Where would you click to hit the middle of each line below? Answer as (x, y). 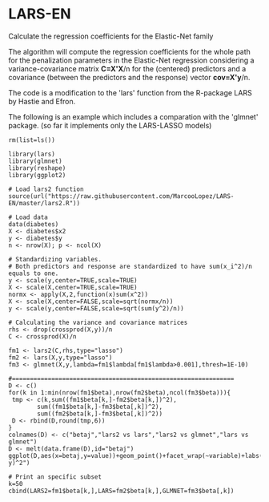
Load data (32, 217)
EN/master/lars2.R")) (44, 203)
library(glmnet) (35, 161)
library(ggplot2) (37, 175)
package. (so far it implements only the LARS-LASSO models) (110, 125)
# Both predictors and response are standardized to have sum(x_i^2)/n (130, 266)
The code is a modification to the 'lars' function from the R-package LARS (130, 92)
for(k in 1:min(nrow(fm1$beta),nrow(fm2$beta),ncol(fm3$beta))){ (119, 393)
